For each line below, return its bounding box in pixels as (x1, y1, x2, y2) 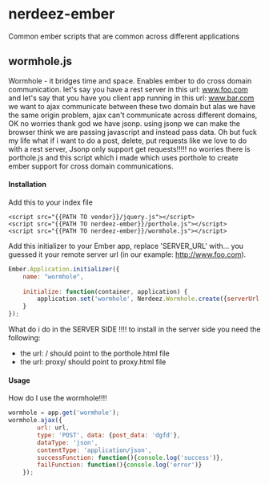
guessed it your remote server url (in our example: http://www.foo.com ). (8, 250, 247, 259)
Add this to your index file (8, 197, 94, 207)
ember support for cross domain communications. (8, 161, 174, 171)
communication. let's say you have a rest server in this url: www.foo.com (8, 84, 248, 94)
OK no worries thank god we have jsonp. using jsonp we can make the (8, 118, 240, 128)
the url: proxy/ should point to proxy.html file (19, 357, 167, 367)
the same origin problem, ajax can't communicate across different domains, (8, 110, 258, 120)
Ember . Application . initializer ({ (8, 265, 120, 273)
